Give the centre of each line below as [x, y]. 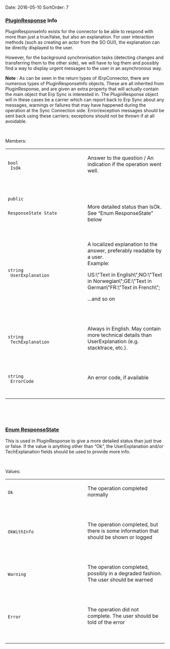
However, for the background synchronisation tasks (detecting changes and [84, 57]
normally [98, 495]
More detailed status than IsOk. [125, 207]
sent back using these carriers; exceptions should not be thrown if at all [80, 116]
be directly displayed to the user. [39, 48]
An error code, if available [118, 378]
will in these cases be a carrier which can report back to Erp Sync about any [85, 100]
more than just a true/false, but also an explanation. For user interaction [80, 37]
